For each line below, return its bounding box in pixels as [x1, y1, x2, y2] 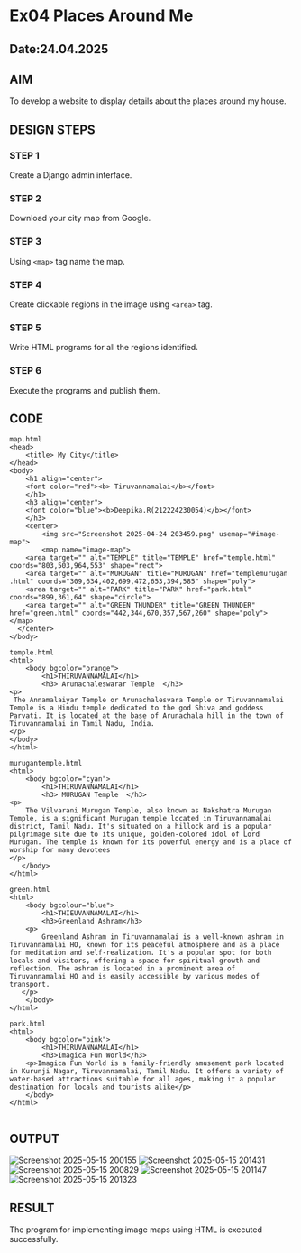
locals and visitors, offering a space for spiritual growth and [9, 956, 260, 966]
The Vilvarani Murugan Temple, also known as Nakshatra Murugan [25, 806, 272, 815]
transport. [9, 980, 50, 989]
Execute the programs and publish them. [9, 385, 160, 395]
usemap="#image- [219, 530, 280, 539]
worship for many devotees [9, 846, 111, 855]
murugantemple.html [9, 759, 83, 768]
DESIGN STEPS [9, 122, 96, 137]
